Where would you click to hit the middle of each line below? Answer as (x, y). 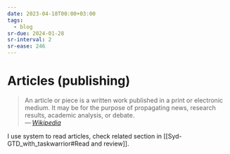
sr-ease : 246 (26, 46)
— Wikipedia (43, 122)
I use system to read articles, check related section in (85, 136)
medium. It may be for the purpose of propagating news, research (120, 107)
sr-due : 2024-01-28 (36, 33)
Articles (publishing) (69, 81)
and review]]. (110, 143)
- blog (23, 27)
